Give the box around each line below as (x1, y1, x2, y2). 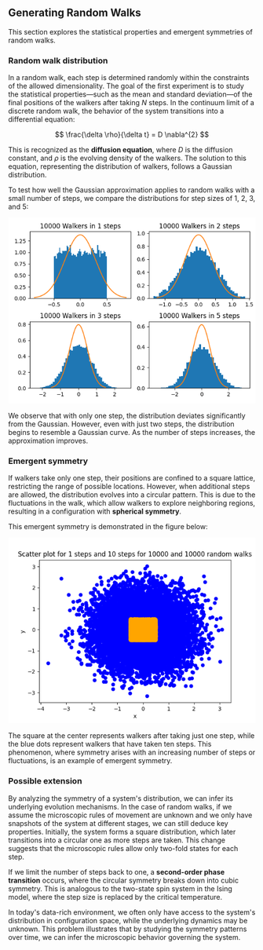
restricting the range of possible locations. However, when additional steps (8, 482, 250, 491)
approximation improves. (8, 436, 89, 446)
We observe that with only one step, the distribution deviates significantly (8, 411, 246, 421)
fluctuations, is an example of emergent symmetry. (8, 756, 173, 765)
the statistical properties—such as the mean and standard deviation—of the (8, 90, 253, 99)
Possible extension (8, 776, 82, 787)
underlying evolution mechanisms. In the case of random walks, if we (8, 802, 232, 811)
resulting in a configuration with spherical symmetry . (8, 506, 182, 517)
